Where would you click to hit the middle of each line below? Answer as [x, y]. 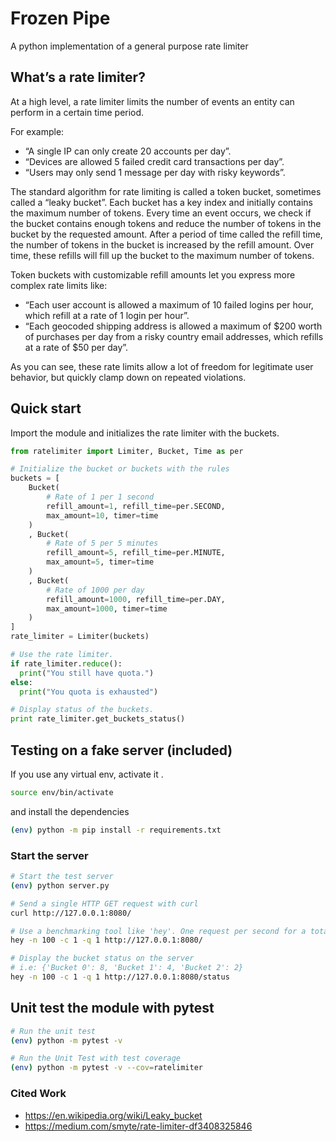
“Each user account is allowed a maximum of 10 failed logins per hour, [169, 304]
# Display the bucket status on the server [102, 958]
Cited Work [38, 1094]
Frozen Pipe [60, 18]
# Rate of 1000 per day [95, 590]
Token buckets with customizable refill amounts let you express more [153, 274]
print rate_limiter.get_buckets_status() [98, 719]
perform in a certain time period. [77, 112]
